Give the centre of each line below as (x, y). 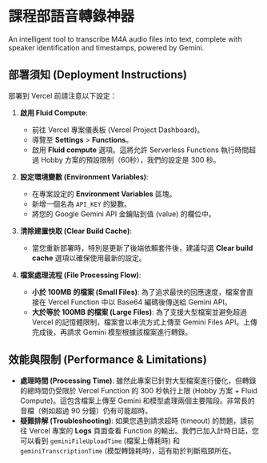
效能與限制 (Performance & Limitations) (108, 360)
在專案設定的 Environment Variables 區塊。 (104, 194)
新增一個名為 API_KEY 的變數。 (82, 203)
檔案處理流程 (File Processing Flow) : (80, 275)
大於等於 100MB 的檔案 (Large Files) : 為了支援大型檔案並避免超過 (139, 312)
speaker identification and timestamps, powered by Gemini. (106, 47)
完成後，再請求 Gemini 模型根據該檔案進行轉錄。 (112, 332)
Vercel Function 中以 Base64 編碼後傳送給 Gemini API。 (139, 302)
